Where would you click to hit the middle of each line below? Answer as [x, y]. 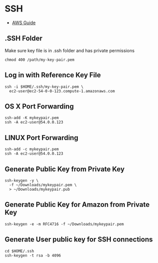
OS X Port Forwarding [39, 106]
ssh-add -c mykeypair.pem [32, 149]
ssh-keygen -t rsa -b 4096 [33, 255]
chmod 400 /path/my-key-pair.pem [40, 60]
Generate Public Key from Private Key [65, 169]
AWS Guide [24, 23]
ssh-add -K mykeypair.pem [32, 118]
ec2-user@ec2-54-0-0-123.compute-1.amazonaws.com [62, 91]
